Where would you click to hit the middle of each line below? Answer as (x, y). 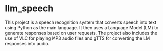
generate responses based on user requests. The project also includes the (81, 33)
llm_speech (29, 9)
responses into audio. (27, 43)
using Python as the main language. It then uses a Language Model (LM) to (82, 27)
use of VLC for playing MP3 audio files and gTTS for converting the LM (78, 38)
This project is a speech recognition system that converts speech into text (81, 22)
